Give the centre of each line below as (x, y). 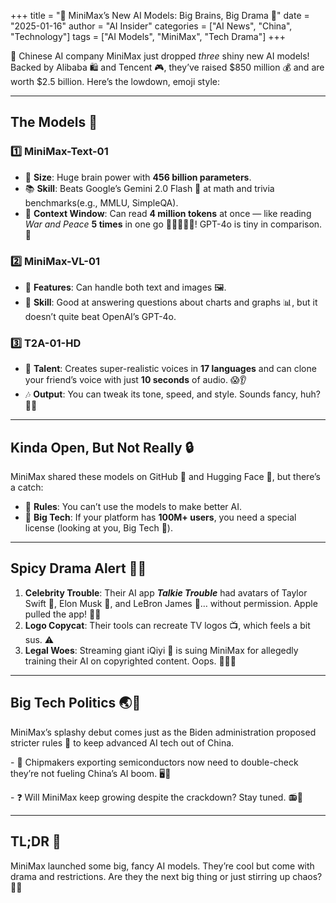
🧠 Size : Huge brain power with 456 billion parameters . (138, 177)
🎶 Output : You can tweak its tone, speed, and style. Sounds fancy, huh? (172, 394)
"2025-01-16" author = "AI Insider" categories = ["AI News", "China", (151, 26)
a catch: (27, 487)
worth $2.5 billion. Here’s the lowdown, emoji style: (115, 81)
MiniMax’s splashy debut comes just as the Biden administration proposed (163, 732)
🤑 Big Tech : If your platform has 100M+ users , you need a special (160, 517)
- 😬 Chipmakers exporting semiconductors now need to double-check (154, 762)
